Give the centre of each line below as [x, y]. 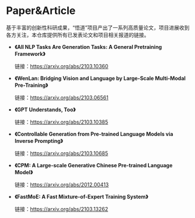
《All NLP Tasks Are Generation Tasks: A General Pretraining [88, 47]
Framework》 [30, 54]
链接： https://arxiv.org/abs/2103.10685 [61, 153]
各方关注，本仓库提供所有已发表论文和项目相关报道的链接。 [78, 35]
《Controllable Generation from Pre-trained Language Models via [94, 134]
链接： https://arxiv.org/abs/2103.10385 [61, 122]
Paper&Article [41, 11]
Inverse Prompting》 [39, 140]
